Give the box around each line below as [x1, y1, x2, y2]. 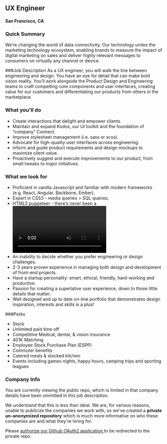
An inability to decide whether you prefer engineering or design [12, 253, 143, 259]
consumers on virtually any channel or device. [5, 58, 100, 64]
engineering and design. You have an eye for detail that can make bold [5, 73, 151, 79]
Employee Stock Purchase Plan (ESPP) [12, 342, 92, 348]
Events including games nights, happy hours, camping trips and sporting [12, 358, 162, 364]
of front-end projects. [12, 269, 57, 275]
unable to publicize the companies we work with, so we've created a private [5, 407, 162, 413]
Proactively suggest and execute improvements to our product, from [12, 155, 153, 161]
